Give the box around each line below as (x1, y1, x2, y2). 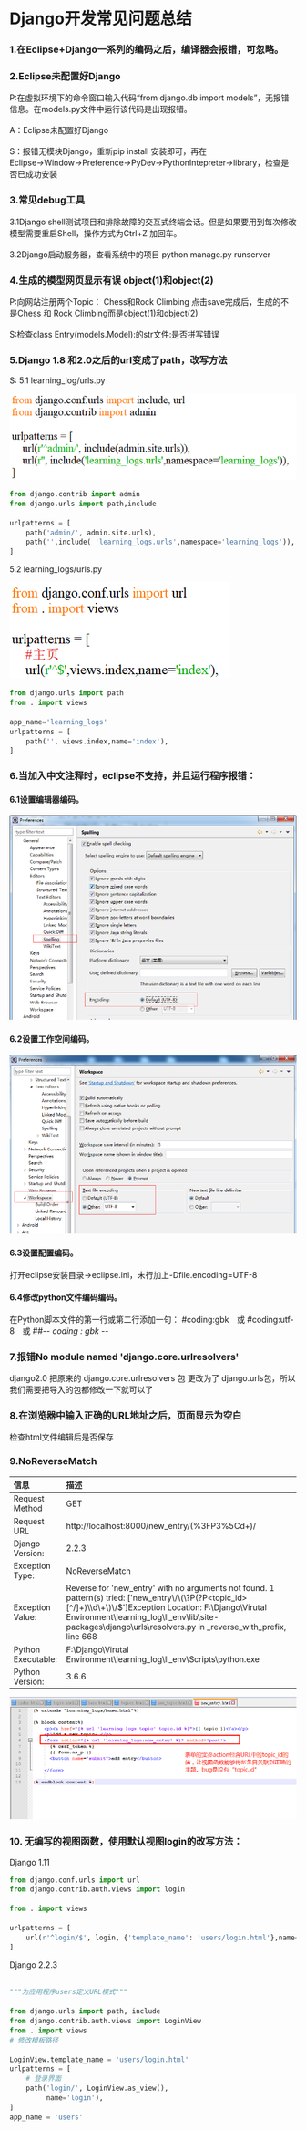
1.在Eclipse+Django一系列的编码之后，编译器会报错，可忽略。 (9, 43, 284, 56)
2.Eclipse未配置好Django (9, 70, 121, 83)
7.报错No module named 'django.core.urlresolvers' (9, 1350, 240, 1363)
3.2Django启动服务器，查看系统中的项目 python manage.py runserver (9, 248, 271, 260)
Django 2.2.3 (9, 1959, 57, 1970)
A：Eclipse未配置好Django (9, 125, 109, 136)
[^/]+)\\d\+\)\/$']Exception (66, 1602, 166, 1613)
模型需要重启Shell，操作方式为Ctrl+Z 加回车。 (9, 227, 182, 238)
